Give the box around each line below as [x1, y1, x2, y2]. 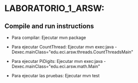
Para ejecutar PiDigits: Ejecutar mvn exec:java [11, 59, 103, 64]
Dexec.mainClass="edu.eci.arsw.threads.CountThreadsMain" [11, 49, 134, 55]
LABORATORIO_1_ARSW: [4, 3, 105, 14]
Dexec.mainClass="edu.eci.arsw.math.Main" [11, 63, 100, 69]
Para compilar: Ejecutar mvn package [11, 35, 86, 40]
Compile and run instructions [4, 22, 95, 30]
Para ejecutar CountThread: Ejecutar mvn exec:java [11, 44, 114, 49]
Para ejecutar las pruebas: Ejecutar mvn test [11, 73, 100, 78]
